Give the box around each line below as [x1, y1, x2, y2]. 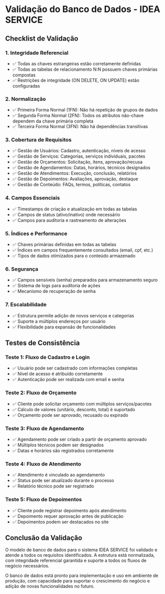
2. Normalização [5, 95, 46, 102]
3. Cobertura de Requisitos [5, 137, 71, 144]
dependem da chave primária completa [12, 118, 93, 124]
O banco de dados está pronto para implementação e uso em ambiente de [5, 572, 158, 578]
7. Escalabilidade [5, 301, 47, 308]
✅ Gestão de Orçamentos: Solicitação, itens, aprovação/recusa [12, 159, 143, 165]
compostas [12, 72, 36, 78]
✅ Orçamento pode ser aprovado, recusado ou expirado [12, 412, 128, 418]
